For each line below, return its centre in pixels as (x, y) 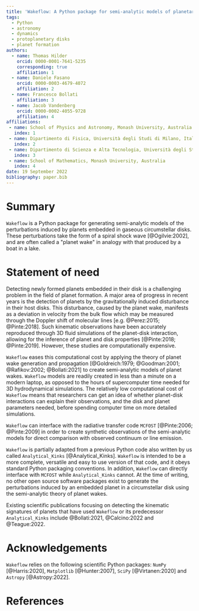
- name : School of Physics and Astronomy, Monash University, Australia (100, 128)
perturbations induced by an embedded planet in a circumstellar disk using (98, 487)
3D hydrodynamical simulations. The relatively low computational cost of (95, 388)
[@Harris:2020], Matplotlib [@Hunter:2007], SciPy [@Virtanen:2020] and (97, 571)
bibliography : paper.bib (37, 178)
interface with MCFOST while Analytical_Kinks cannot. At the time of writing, (98, 474)
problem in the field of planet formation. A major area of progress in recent (97, 295)
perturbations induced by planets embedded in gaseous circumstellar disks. (99, 229)
